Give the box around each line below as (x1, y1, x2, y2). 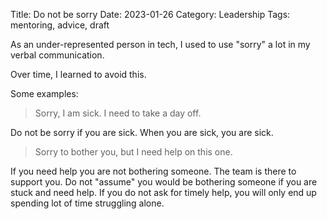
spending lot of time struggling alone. (10, 197, 165, 209)
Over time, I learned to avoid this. (10, 69, 147, 80)
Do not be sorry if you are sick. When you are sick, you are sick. (10, 127, 274, 138)
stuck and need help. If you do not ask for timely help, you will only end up (10, 187, 317, 198)
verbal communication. (10, 49, 105, 61)
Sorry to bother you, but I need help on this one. (34, 146, 233, 158)
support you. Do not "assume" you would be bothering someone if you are (10, 176, 318, 188)
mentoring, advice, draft (10, 19, 110, 31)
